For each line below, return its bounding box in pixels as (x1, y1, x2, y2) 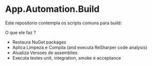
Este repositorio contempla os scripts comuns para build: (5, 20, 122, 26)
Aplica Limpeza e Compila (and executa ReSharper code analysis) (12, 44, 148, 50)
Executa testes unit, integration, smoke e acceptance (12, 55, 121, 61)
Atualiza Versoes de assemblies (12, 50, 78, 56)
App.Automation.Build (5, 3, 100, 15)
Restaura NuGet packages (12, 39, 67, 45)
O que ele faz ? (5, 29, 36, 35)
